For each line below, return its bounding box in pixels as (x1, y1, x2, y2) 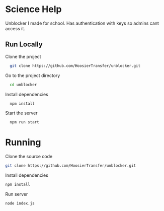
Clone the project (5, 53, 41, 59)
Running (5, 137, 41, 148)
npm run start (10, 120, 39, 125)
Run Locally (5, 40, 43, 49)
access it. (5, 25, 25, 31)
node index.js (5, 200, 35, 206)
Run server (5, 191, 28, 197)
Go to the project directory (5, 72, 60, 79)
